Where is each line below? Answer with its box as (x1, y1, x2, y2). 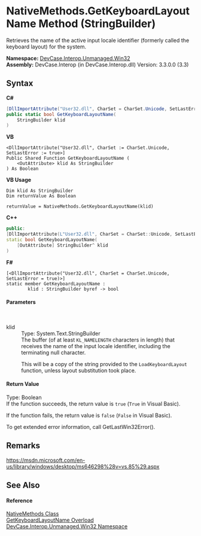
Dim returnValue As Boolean (6, 193, 77, 199)
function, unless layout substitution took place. (21, 367, 136, 374)
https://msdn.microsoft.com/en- (6, 456, 86, 464)
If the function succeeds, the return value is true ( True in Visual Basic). (6, 400, 181, 407)
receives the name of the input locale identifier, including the (21, 342, 170, 349)
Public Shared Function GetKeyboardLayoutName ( (6, 156, 130, 162)
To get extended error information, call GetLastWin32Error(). (6, 424, 156, 431)
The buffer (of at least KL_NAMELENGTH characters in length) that (21, 336, 175, 343)
